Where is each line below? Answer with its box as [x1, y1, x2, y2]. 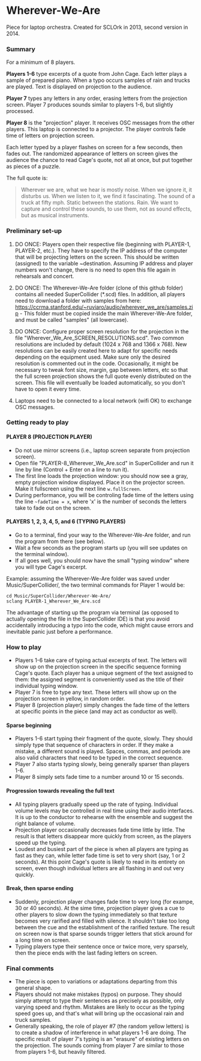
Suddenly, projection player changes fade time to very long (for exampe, [14, 898, 194, 905]
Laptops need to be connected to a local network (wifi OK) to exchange [14, 397, 192, 404]
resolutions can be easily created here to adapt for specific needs [14, 347, 178, 354]
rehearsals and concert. [14, 272, 74, 280]
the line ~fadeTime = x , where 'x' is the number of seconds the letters [14, 498, 187, 505]
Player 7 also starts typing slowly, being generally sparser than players [14, 761, 190, 768]
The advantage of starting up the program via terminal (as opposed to [6, 608, 179, 616]
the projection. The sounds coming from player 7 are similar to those [14, 1042, 185, 1049]
